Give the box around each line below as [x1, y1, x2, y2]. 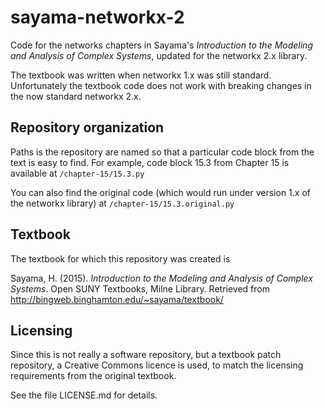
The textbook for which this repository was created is [10, 252, 231, 265]
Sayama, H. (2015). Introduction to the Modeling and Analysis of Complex [10, 272, 313, 284]
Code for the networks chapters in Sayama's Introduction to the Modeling [10, 39, 313, 51]
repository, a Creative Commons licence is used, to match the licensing [10, 359, 304, 371]
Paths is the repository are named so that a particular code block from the [10, 146, 315, 158]
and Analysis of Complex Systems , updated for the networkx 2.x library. [10, 49, 308, 61]
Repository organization [10, 119, 165, 136]
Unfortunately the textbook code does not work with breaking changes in [10, 79, 312, 91]
